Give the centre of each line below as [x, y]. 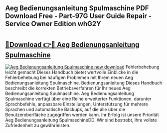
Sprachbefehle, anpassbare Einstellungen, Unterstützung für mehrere [77, 104]
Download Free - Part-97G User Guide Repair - [79, 16]
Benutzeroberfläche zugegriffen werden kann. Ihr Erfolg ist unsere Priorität [82, 115]
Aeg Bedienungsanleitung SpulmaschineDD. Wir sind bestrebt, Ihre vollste [81, 120]
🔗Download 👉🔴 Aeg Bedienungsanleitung [72, 44]
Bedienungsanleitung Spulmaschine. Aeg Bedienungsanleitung [70, 93]
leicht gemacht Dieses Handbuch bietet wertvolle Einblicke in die [72, 72]
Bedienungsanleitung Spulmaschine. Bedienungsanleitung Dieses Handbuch [84, 83]
